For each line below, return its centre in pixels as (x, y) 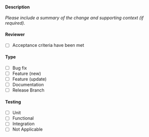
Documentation (28, 84)
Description (18, 7)
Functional (23, 118)
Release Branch (28, 90)
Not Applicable (27, 129)
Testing (13, 102)
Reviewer (15, 34)
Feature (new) (26, 73)
